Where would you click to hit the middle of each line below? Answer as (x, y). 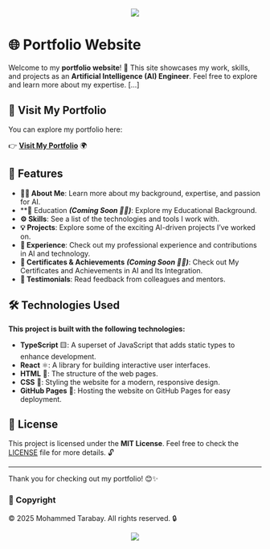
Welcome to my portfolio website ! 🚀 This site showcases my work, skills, (129, 68)
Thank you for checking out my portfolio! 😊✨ (84, 479)
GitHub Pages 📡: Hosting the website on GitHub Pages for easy (125, 391)
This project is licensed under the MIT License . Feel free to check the (124, 444)
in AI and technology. (55, 253)
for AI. (30, 202)
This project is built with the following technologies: (97, 329)
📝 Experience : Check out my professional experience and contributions (138, 244)
